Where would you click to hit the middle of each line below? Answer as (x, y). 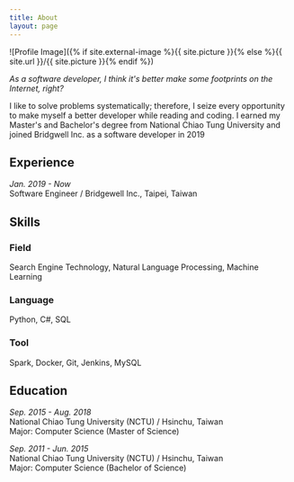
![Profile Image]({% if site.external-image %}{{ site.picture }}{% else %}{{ (146, 51)
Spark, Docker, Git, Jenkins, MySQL (76, 362)
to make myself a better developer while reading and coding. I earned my (145, 115)
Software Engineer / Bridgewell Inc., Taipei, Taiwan (103, 193)
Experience (42, 162)
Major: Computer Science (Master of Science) (94, 432)
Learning (26, 277)
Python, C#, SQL (40, 319)
